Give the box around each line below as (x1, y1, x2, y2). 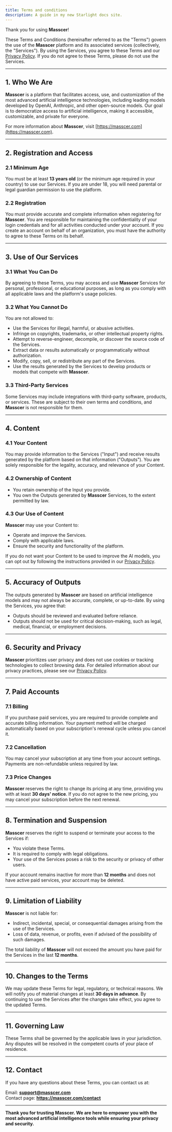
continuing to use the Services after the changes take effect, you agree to (5, 996, 161, 1002)
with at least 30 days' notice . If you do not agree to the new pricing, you (5, 791, 159, 797)
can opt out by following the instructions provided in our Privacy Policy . (5, 558, 156, 564)
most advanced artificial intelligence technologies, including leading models (5, 97, 165, 103)
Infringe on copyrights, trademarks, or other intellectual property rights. (12, 331, 164, 337)
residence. (5, 1046, 28, 1052)
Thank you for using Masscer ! (5, 26, 69, 32)
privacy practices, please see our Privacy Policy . (5, 668, 107, 674)
